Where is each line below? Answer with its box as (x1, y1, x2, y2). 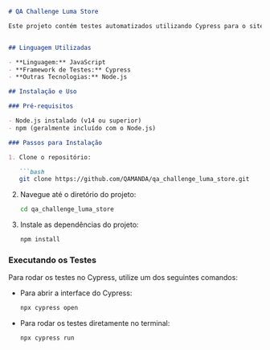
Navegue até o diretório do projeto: (19, 190, 137, 200)
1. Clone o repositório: (8, 153, 92, 161)
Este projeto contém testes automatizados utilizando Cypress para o (8, 22, 247, 30)
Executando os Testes (8, 254, 96, 266)
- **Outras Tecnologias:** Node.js (8, 73, 128, 81)
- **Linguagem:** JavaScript (8, 58, 106, 66)
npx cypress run (19, 334, 75, 342)
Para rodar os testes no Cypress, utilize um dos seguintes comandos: (8, 273, 239, 282)
